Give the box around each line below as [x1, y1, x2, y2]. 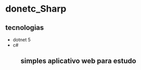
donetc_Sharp [5, 3, 67, 15]
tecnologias [5, 23, 44, 32]
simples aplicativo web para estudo [20, 57, 136, 65]
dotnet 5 [12, 37, 31, 43]
